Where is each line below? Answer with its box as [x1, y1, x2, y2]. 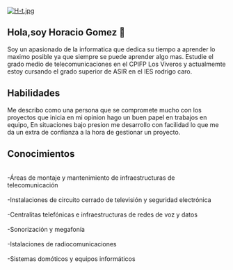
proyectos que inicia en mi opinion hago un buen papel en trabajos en [7, 113, 207, 121]
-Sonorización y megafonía [7, 226, 86, 234]
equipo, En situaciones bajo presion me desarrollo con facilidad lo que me [7, 120, 219, 128]
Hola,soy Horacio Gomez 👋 [7, 26, 125, 38]
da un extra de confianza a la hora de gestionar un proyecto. [7, 128, 181, 136]
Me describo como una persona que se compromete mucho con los [7, 106, 202, 114]
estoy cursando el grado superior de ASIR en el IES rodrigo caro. [7, 67, 193, 76]
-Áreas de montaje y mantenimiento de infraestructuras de [7, 174, 175, 182]
